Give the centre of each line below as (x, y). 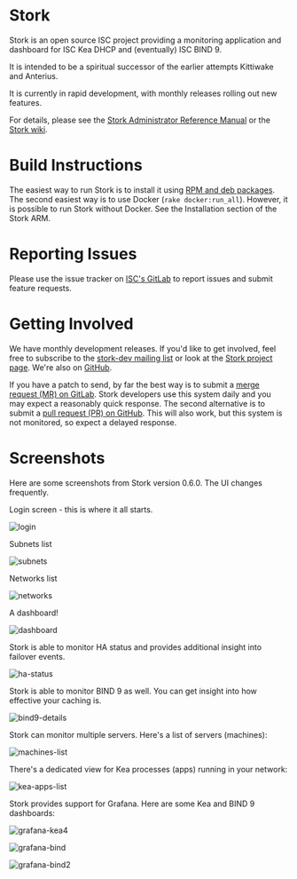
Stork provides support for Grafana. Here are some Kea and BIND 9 (132, 804)
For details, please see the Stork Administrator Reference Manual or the (140, 120)
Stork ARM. (30, 218)
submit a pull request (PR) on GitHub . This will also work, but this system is (146, 413)
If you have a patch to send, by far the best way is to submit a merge (134, 384)
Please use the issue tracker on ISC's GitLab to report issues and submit (141, 278)
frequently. (29, 492)
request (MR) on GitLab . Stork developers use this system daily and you (141, 394)
